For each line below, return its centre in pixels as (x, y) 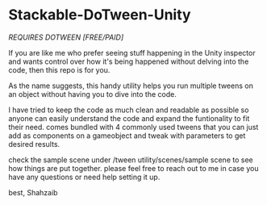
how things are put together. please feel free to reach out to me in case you (133, 168)
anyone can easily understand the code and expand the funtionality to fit (129, 118)
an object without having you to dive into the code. (93, 94)
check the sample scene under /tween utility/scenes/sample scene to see (131, 160)
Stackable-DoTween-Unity (100, 15)
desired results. (34, 144)
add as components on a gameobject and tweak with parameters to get (127, 136)
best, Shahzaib (33, 192)
